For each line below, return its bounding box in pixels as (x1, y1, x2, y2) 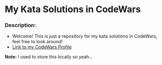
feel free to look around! (12, 39, 63, 45)
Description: (5, 22, 36, 29)
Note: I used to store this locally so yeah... (5, 54, 93, 60)
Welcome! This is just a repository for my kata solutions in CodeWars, (12, 33, 157, 39)
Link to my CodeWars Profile (12, 44, 72, 50)
